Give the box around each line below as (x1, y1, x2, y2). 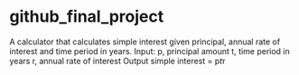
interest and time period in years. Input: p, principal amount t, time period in (9, 45, 291, 56)
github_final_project (9, 6, 164, 27)
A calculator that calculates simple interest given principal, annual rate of (9, 36, 281, 47)
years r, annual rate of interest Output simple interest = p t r (9, 55, 226, 66)
